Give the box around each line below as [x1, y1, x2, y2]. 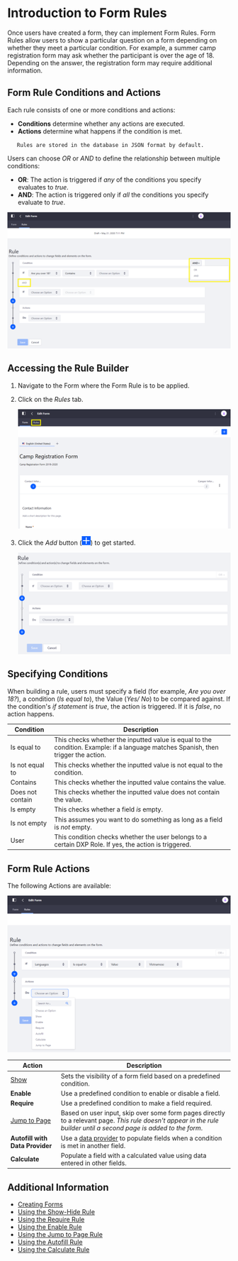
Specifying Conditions [7, 668, 108, 680]
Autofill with [10, 1134, 48, 1142]
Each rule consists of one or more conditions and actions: [7, 105, 176, 114]
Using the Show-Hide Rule [17, 1208, 96, 1216]
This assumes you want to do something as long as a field [54, 815, 223, 824]
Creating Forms [17, 1200, 64, 1208]
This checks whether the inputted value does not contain [54, 788, 220, 797]
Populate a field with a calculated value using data [60, 1151, 207, 1159]
